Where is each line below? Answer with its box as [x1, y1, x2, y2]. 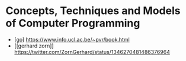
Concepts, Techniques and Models [5, 4, 181, 18]
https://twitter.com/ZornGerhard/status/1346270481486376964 [14, 48, 170, 55]
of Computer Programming [5, 16, 140, 30]
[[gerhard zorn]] [14, 42, 54, 49]
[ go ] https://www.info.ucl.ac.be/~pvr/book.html [14, 36, 130, 43]
